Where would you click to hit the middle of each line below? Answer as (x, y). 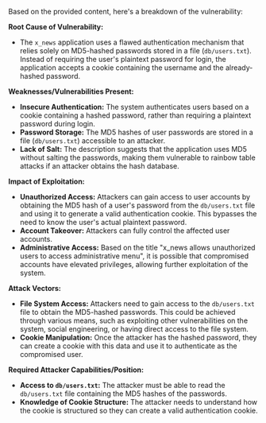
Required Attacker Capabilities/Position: (76, 370)
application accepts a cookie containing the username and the (121, 68)
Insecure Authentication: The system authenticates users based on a (134, 107)
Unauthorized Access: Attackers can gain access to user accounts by (135, 197)
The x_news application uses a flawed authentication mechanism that (132, 42)
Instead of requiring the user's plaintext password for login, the (123, 59)
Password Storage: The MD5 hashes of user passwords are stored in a (137, 132)
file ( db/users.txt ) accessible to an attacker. (92, 141)
